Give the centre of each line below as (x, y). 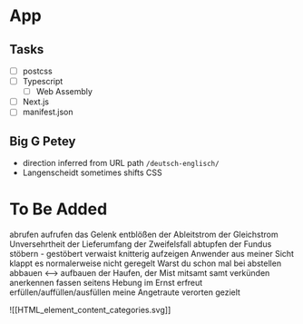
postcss (37, 71)
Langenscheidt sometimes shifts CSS (93, 172)
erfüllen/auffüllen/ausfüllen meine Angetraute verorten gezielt (125, 292)
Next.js (36, 102)
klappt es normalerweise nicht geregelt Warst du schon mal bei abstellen (146, 263)
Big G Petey (43, 141)
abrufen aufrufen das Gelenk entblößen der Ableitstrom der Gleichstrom (144, 235)
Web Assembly (64, 92)
